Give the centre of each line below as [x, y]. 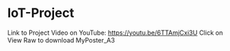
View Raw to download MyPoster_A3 [61, 40]
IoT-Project [41, 13]
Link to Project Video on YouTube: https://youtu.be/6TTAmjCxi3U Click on [115, 33]
